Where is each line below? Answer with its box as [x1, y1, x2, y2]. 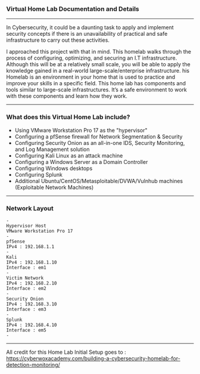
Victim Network [6, 275, 44, 281]
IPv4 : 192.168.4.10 [6, 322, 58, 328]
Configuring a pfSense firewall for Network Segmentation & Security [14, 133, 183, 140]
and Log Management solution [14, 146, 90, 153]
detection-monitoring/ [6, 361, 61, 368]
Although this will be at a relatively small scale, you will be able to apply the [6, 61, 190, 68]
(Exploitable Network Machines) [14, 184, 94, 191]
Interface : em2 [6, 285, 46, 291]
